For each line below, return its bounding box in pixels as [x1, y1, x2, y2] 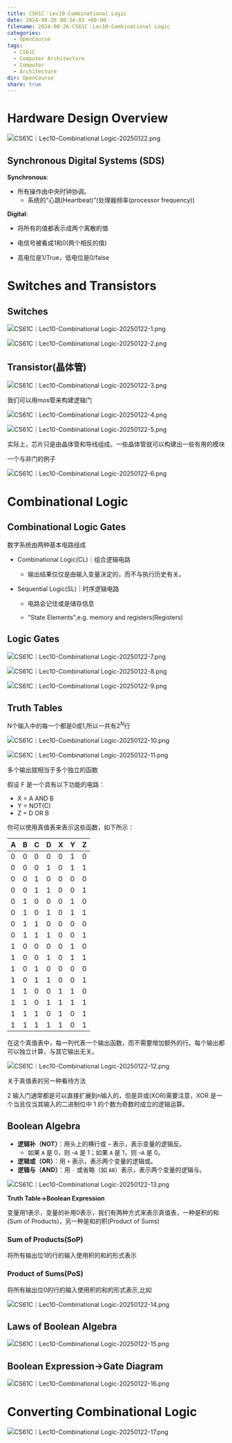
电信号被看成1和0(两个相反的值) [17, 239, 107, 247]
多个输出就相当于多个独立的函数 [7, 766, 98, 774]
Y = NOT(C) [17, 802, 51, 810]
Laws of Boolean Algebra [7, 1321, 117, 1332]
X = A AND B [17, 794, 54, 802]
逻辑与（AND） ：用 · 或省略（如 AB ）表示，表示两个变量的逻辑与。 [17, 1165, 206, 1173]
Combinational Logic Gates [7, 521, 126, 533]
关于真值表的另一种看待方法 [7, 1077, 86, 1085]
